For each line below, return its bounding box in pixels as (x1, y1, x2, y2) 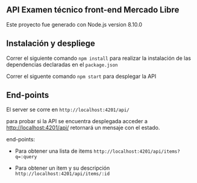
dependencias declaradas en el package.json (6, 60, 118, 68)
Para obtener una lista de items (14, 147, 93, 155)
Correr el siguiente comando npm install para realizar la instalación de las (6, 54, 192, 62)
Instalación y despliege (6, 39, 95, 49)
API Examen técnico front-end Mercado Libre (6, 5, 180, 15)
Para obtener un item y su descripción (14, 164, 110, 172)
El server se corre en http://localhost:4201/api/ (6, 106, 130, 114)
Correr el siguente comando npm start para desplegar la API (6, 72, 157, 80)
